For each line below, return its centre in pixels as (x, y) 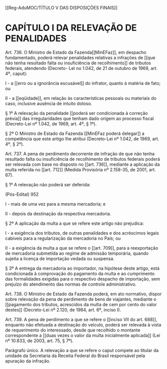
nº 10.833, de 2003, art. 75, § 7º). (39, 341)
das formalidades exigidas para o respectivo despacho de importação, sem (83, 279)
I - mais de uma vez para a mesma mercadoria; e (55, 204)
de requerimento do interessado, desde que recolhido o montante (73, 330)
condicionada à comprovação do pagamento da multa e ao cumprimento (80, 273)
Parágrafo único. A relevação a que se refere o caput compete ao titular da (82, 350)
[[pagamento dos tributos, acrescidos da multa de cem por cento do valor (81, 304)
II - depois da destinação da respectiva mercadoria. (58, 213)
